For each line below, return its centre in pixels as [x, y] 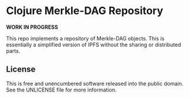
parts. [13, 50]
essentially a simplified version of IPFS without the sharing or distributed [94, 45]
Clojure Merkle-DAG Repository [85, 11]
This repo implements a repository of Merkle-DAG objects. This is [85, 38]
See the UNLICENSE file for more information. [61, 90]
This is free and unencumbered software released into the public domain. [95, 83]
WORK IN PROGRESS [32, 27]
